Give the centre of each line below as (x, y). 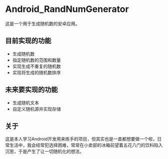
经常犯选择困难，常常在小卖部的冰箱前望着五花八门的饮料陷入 (99, 145)
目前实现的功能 (28, 41)
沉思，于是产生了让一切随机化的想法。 (44, 152)
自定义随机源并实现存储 (36, 109)
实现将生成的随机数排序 (36, 72)
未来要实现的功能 (31, 90)
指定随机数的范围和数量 (36, 60)
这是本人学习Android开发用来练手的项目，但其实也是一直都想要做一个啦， (81, 139)
